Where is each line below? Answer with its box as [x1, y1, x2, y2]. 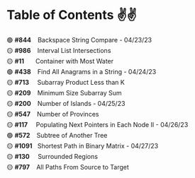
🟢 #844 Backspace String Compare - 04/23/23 [6, 35, 152, 44]
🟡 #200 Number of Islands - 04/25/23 [6, 99, 126, 107]
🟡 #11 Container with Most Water [6, 57, 114, 65]
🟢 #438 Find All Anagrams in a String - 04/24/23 [6, 67, 157, 76]
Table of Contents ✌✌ [6, 7, 137, 23]
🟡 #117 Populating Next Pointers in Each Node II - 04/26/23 [6, 120, 189, 129]
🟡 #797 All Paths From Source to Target [6, 162, 129, 171]
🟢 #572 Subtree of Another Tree [6, 131, 108, 139]
